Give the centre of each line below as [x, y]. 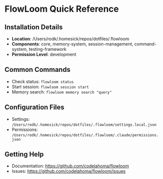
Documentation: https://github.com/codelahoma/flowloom [70, 166]
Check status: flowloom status [43, 81]
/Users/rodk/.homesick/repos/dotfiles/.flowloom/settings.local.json [84, 125]
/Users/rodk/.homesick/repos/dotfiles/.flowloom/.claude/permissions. [85, 135]
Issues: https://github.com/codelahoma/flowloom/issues [69, 171]
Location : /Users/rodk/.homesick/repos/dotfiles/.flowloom [70, 39]
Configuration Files [35, 107]
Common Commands [37, 70]
